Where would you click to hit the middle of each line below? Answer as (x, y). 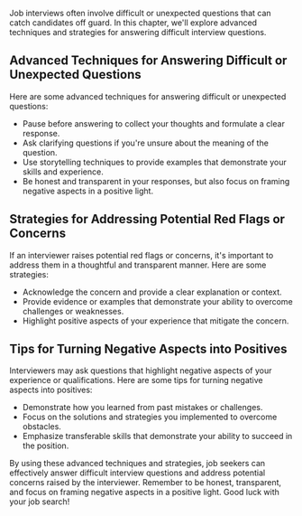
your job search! (40, 502)
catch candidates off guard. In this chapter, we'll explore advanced (133, 23)
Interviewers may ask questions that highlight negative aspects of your (141, 371)
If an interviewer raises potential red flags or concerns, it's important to (142, 255)
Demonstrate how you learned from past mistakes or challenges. (142, 408)
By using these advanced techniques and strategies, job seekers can (137, 464)
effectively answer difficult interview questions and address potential (137, 473)
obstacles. (41, 427)
